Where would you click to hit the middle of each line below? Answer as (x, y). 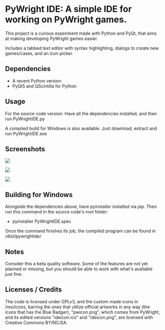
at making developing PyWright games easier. (52, 39)
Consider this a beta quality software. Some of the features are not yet (77, 264)
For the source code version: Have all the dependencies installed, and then (81, 113)
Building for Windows (39, 194)
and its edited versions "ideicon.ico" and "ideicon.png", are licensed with (79, 317)
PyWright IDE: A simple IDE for (68, 9)
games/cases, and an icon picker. (39, 53)
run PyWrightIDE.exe (26, 133)
